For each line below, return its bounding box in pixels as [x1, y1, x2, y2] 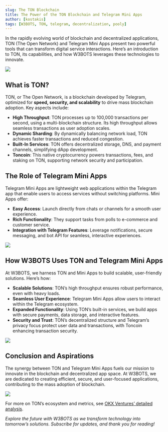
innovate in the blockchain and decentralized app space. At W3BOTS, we [5, 371, 156, 377]
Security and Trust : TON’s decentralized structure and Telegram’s [12, 317, 149, 323]
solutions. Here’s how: [5, 275, 51, 281]
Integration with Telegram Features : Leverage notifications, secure [12, 227, 153, 233]
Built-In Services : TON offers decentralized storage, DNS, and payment [12, 141, 161, 148]
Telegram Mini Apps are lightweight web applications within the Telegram [5, 185, 157, 191]
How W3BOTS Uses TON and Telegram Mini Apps [5, 256, 163, 265]
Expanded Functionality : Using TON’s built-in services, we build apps [12, 306, 157, 312]
